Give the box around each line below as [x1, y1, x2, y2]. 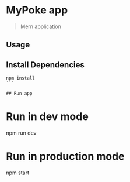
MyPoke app [6, 4, 68, 17]
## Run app [6, 91, 33, 97]
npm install [6, 75, 35, 81]
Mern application [20, 23, 61, 30]
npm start [6, 169, 30, 176]
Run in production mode [6, 150, 125, 163]
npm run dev [6, 129, 37, 136]
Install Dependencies [6, 60, 85, 70]
